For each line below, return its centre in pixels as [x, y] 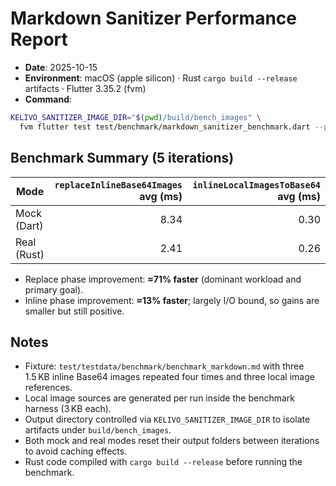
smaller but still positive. [74, 311]
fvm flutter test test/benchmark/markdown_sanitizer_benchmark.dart [165, 127]
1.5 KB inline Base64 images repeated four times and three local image [169, 377]
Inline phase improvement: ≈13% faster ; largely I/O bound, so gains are [172, 300]
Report [39, 39]
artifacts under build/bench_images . [98, 430]
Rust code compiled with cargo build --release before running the [163, 462]
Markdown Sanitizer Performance [153, 18]
